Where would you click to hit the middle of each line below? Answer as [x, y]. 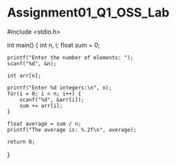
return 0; [21, 142]
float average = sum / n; [44, 124]
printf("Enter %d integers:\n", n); [59, 87]
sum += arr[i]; [41, 106]
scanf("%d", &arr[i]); [52, 100]
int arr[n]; [24, 76]
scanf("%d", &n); [32, 63]
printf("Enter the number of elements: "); [70, 57]
